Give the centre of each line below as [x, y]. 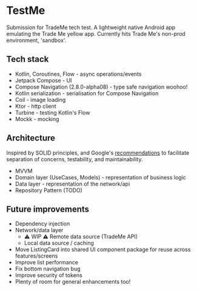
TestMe [26, 11]
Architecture [31, 138]
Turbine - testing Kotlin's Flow [52, 112]
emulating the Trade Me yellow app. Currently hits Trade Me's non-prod [96, 33]
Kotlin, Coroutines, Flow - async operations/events [78, 74]
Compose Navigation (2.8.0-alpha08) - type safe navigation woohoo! [101, 87]
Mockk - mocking [37, 119]
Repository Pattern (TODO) [49, 190]
